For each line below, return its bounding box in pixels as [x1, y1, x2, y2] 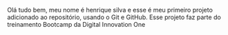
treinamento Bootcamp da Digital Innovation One [7, 21, 146, 28]
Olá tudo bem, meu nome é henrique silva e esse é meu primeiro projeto [7, 6, 213, 14]
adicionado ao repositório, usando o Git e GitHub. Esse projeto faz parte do [7, 13, 221, 21]
